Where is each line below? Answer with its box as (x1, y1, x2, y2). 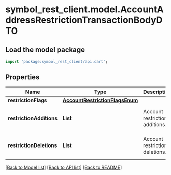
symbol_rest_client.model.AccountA (5, 4, 164, 15)
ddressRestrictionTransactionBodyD (5, 14, 163, 26)
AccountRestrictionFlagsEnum (62, 97, 138, 104)
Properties (5, 73, 40, 82)
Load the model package (5, 45, 85, 54)
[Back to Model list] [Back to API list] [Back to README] (5, 164, 122, 170)
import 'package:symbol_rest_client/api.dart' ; (5, 59, 108, 64)
